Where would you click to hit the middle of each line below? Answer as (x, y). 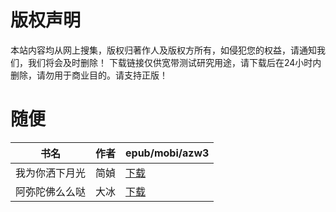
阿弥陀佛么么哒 (51, 191)
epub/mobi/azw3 (167, 153)
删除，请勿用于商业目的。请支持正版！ (89, 75)
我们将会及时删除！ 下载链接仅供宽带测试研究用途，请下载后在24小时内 (174, 62)
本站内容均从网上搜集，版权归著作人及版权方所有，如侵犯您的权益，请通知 (163, 50)
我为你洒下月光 (51, 173)
